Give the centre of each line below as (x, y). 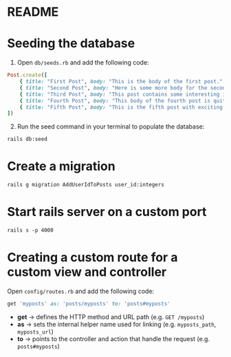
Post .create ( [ (27, 75)
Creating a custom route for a (92, 258)
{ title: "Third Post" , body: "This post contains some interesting (120, 94)
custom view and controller (87, 272)
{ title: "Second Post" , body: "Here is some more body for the (113, 88)
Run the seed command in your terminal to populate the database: (111, 127)
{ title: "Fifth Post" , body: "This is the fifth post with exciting (121, 107)
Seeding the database (71, 44)
